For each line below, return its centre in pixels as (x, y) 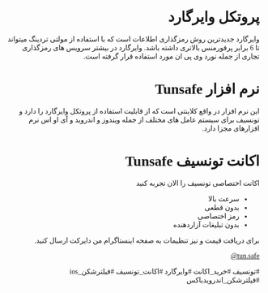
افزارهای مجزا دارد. (231, 129)
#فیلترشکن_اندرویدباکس (223, 280)
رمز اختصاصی (218, 216)
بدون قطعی (222, 207)
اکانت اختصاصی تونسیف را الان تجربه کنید (198, 183)
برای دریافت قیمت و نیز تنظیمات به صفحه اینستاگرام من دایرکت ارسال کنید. (147, 241)
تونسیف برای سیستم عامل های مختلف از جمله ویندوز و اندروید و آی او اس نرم (144, 120)
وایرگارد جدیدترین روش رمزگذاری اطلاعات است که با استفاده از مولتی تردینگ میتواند (134, 39)
